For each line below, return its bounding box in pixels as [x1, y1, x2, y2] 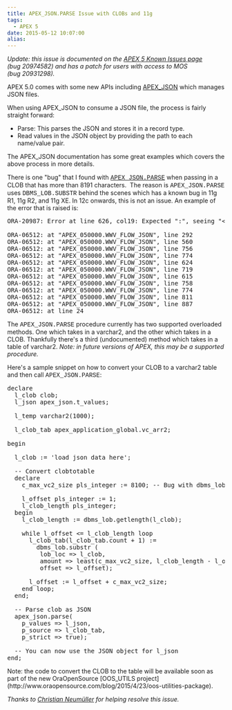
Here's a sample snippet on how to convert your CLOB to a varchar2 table [7, 364, 217, 372]
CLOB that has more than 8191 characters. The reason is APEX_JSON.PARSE [7, 181, 225, 190]
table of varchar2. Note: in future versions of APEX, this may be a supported [7, 343, 224, 351]
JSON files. [7, 91, 39, 99]
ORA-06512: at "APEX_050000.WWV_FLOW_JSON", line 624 [7, 259, 193, 267]
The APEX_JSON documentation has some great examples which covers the [7, 153, 225, 161]
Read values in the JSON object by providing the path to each [17, 132, 193, 140]
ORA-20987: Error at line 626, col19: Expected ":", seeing [7, 217, 215, 225]
